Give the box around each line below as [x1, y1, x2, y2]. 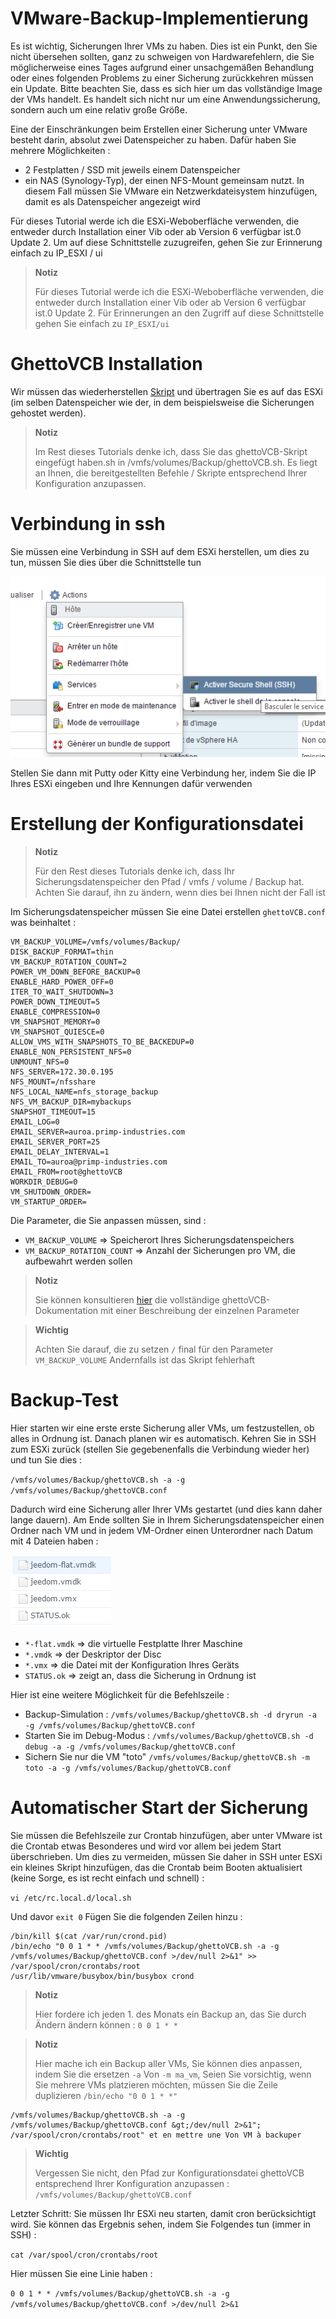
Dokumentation [34, 1305, 99, 1317]
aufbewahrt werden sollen [24, 1255, 133, 1267]
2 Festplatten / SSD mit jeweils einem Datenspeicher [24, 163, 241, 176]
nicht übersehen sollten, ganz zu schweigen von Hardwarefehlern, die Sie [10, 50, 315, 62]
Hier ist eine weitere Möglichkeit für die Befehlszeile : [10, 1689, 230, 1701]
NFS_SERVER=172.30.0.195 [10, 1067, 114, 1077]
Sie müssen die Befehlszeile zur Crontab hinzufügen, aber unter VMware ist [10, 1830, 323, 1842]
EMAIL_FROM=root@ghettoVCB [10, 1167, 123, 1177]
